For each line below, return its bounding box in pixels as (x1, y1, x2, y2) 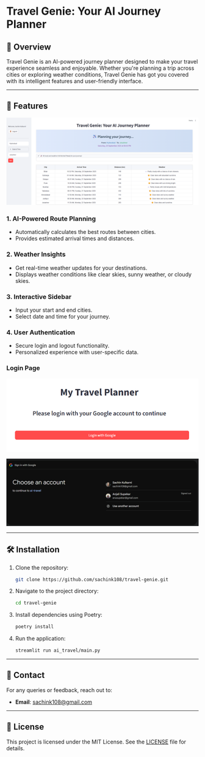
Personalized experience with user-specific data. (15, 348, 139, 356)
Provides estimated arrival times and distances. (15, 235, 135, 243)
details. (6, 744, 25, 751)
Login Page (6, 364, 41, 372)
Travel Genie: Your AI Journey (6, 4, 161, 18)
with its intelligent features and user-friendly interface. (6, 78, 143, 85)
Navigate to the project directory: (15, 587, 99, 595)
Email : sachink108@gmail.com (15, 698, 93, 706)
